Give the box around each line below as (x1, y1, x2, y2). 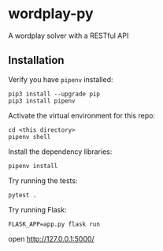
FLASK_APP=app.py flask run (8, 220, 101, 228)
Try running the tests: (8, 175, 78, 185)
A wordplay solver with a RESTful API (8, 31, 129, 40)
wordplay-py (8, 5, 94, 23)
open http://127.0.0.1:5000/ (8, 234, 94, 243)
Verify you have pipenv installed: (8, 74, 113, 84)
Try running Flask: (8, 204, 67, 214)
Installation (8, 54, 65, 67)
